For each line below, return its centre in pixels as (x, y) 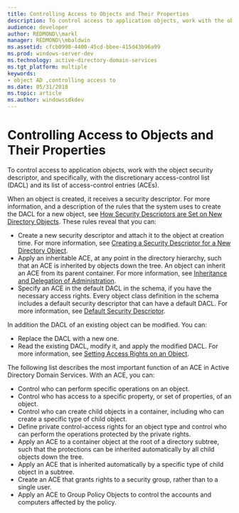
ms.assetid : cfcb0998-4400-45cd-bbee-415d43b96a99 (84, 47)
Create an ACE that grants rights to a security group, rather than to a (118, 479)
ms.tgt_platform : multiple (47, 67)
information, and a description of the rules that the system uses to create (114, 206)
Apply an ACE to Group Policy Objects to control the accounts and (115, 495)
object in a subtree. (46, 472)
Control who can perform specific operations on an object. (103, 388)
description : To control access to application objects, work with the (116, 21)
